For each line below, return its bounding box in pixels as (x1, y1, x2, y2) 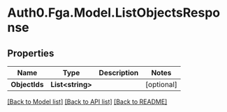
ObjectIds (10, 80, 44, 89)
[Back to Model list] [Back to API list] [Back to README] (7, 97, 168, 106)
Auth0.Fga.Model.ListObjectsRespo (7, 5, 221, 21)
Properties (7, 47, 54, 59)
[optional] (145, 80, 178, 89)
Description (98, 68, 139, 77)
